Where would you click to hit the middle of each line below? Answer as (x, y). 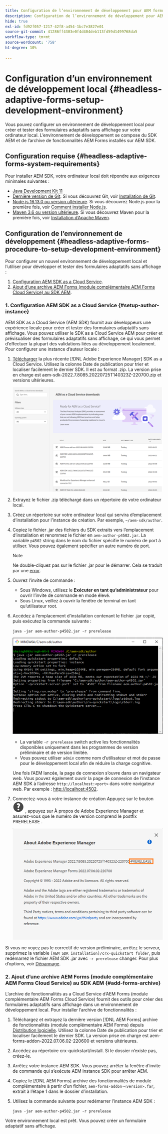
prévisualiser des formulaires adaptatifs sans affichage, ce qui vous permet (83, 338)
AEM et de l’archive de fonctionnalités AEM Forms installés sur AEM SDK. (80, 140)
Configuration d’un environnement (79, 78)
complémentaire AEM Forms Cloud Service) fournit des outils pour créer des (84, 999)
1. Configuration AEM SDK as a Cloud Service (61, 305)
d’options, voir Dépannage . (33, 963)
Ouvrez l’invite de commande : (44, 580)
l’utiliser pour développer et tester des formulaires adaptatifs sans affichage (83, 267)
